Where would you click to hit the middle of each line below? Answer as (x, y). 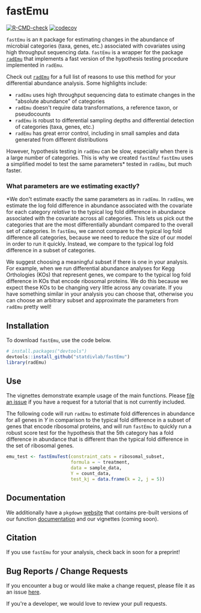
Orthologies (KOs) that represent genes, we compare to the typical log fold (98, 275)
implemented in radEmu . (35, 65)
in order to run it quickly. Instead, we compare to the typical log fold (90, 244)
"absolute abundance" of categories (60, 101)
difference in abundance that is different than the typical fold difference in (97, 439)
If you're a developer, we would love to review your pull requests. (87, 604)
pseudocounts (33, 114)
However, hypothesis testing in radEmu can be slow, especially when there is (100, 151)
